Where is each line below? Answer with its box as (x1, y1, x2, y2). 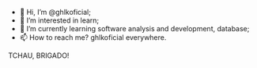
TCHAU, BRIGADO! (8, 51, 70, 60)
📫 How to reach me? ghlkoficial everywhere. (19, 33, 167, 42)
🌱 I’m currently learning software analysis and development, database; (19, 24, 250, 33)
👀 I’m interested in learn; (19, 16, 100, 25)
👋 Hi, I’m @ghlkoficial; (19, 8, 91, 16)
